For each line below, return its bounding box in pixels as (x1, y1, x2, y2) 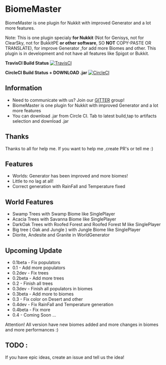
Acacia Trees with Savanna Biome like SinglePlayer (12, 216, 117, 222)
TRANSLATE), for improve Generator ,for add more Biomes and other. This (5, 45, 157, 51)
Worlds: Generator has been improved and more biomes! (12, 173, 128, 179)
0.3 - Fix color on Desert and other (12, 296, 83, 302)
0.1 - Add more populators (12, 265, 66, 271)
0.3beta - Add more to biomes (12, 291, 74, 297)
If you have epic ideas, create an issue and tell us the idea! (5, 354, 124, 360)
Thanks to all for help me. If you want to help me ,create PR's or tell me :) (5, 145, 154, 151)
